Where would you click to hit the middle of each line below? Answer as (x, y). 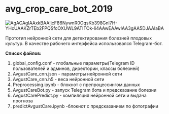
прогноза (23, 101)
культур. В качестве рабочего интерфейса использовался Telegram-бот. (84, 43)
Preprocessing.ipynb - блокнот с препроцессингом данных (76, 85)
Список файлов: (23, 53)
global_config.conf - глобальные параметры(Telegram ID (74, 63)
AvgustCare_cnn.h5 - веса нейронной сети (58, 79)
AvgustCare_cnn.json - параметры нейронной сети (67, 73)
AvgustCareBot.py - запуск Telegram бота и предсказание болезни (84, 90)
